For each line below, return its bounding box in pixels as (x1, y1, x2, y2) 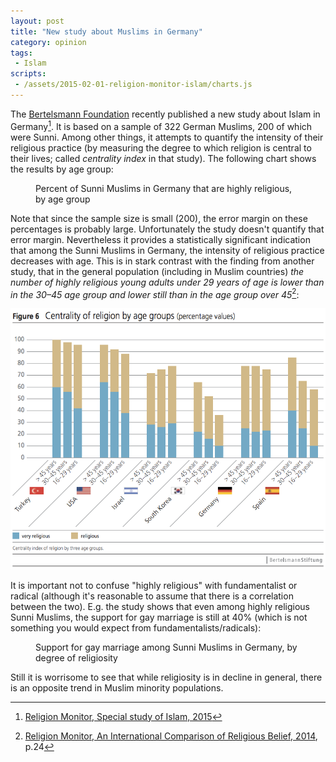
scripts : (10, 69, 47, 79)
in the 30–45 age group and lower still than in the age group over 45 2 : (10, 286, 300, 300)
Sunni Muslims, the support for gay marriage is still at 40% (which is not (10, 611, 308, 623)
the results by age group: (10, 163, 114, 175)
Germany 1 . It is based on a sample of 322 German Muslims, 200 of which (10, 118, 313, 132)
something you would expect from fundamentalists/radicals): (10, 621, 262, 634)
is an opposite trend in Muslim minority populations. (10, 681, 224, 694)
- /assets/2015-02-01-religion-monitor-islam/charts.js (14, 80, 253, 90)
